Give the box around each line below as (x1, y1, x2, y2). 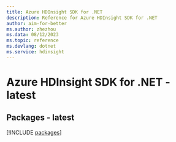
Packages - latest (6, 113, 75, 123)
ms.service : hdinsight (6, 49, 64, 55)
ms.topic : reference (6, 37, 59, 43)
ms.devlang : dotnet (6, 43, 56, 50)
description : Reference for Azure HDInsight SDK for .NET (6, 15, 158, 21)
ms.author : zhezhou (6, 26, 56, 32)
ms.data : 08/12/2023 (6, 32, 59, 38)
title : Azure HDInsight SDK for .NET (6, 9, 103, 15)
